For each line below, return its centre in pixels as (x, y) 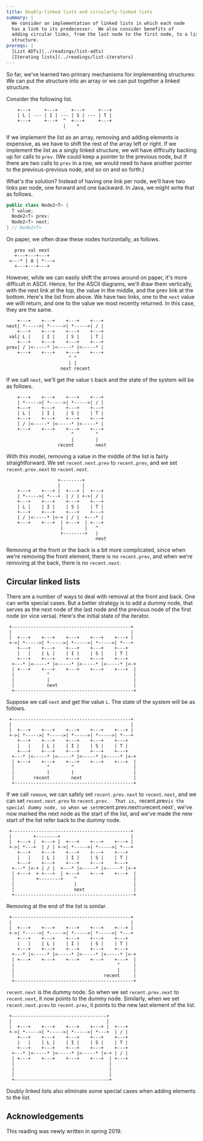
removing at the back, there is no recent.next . (64, 563)
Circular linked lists (43, 582)
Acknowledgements (45, 1116)
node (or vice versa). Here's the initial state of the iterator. (78, 615)
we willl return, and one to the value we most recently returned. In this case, (101, 303)
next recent (75, 369)
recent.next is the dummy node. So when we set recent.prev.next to (93, 992)
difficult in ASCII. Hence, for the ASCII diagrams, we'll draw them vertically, (100, 284)
